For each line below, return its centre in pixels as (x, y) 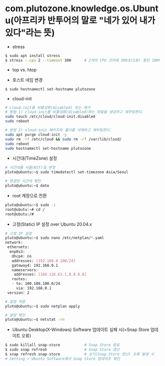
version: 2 (18, 293)
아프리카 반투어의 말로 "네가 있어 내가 (84, 21)
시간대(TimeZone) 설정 (35, 158)
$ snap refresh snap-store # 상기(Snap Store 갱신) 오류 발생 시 (80, 354)
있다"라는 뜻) (30, 33)
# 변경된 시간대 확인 (23, 181)
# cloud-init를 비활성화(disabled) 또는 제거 (48, 108)
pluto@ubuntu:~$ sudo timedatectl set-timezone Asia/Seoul (67, 172)
